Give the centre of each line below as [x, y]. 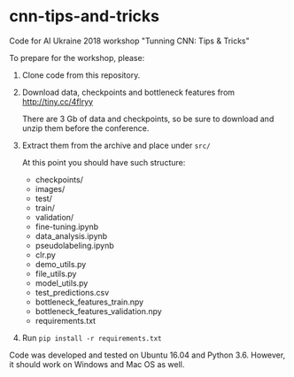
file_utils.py [56, 273]
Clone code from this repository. [81, 75]
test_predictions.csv [72, 292]
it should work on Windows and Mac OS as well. [97, 364]
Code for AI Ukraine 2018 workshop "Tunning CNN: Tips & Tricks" [129, 41]
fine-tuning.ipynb [67, 227]
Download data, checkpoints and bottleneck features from [128, 92]
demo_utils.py [61, 264]
